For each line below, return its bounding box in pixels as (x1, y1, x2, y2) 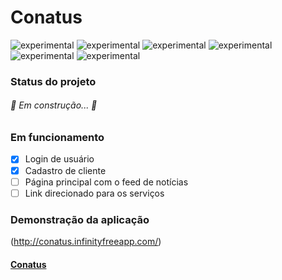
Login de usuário (24, 153, 95, 165)
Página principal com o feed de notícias (24, 176, 189, 188)
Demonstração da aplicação (10, 212, 150, 226)
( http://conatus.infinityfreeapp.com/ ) (10, 235, 162, 247)
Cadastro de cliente (24, 164, 107, 176)
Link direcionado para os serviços (24, 187, 165, 199)
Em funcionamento (10, 131, 105, 145)
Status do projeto (10, 74, 97, 88)
